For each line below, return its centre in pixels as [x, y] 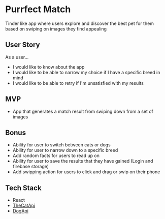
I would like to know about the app [48, 67]
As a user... [17, 57]
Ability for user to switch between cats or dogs [61, 145]
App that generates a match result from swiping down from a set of [83, 111]
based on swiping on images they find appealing [56, 28]
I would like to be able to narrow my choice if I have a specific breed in [86, 72]
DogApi [21, 211]
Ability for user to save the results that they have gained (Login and [83, 161]
